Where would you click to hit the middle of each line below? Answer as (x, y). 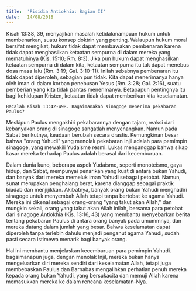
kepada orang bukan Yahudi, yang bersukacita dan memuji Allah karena (92, 275)
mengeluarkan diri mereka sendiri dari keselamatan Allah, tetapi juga (89, 263)
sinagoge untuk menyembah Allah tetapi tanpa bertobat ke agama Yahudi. (95, 196)
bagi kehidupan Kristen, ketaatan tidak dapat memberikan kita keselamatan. (97, 96)
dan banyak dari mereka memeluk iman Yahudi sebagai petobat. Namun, (94, 177)
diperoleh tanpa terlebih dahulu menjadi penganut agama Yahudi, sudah (93, 233)
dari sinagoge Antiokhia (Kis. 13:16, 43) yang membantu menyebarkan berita (98, 214)
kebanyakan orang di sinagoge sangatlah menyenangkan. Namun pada (92, 129)
